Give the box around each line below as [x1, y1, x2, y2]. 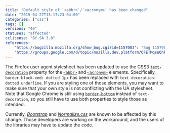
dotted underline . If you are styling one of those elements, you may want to [5, 79, 164, 86]
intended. [5, 101, 25, 107]
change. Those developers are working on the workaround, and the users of [5, 116, 164, 122]
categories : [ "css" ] [5, 17, 49, 22]
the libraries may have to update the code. [5, 122, 94, 128]
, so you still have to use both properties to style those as [27, 96, 147, 102]
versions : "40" [5, 26, 37, 31]
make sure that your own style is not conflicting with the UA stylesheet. [5, 85, 154, 91]
